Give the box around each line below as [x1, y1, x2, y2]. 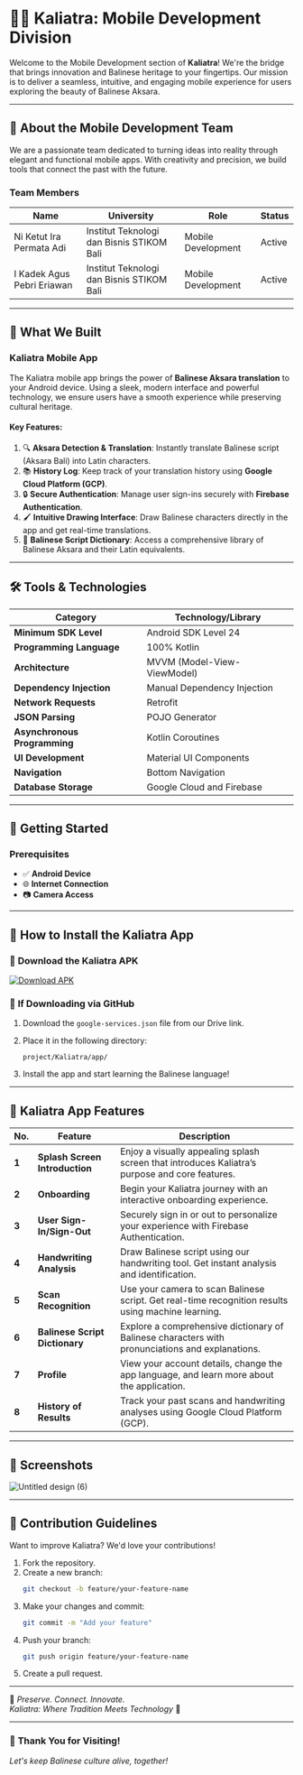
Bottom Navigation [146, 766, 225, 779]
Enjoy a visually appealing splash [120, 1145, 260, 1158]
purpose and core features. [120, 1168, 236, 1180]
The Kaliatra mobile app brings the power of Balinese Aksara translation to [9, 372, 290, 383]
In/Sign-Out [37, 1225, 92, 1238]
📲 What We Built [9, 325, 102, 340]
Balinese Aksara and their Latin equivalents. [22, 543, 186, 554]
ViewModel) [146, 667, 198, 679]
